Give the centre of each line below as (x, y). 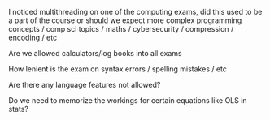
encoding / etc (33, 37)
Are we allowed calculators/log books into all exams (95, 53)
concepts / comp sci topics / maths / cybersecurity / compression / (121, 29)
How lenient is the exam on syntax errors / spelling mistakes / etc (118, 69)
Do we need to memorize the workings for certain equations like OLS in (128, 100)
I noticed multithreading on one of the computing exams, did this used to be (135, 12)
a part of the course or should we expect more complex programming (125, 20)
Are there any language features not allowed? (85, 85)
